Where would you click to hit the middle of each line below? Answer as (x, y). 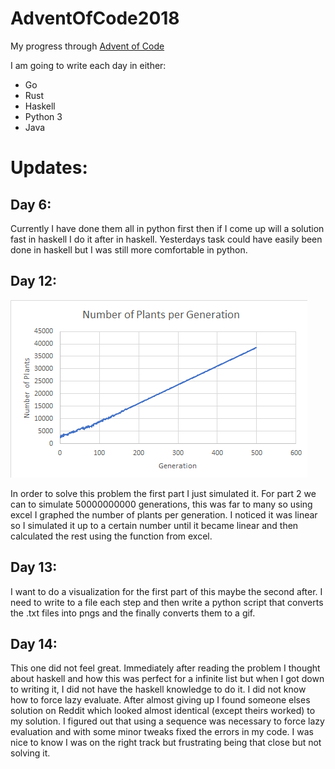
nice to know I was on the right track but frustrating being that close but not (166, 743)
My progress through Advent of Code (87, 46)
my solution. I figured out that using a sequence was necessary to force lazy (167, 721)
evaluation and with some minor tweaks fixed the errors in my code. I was (162, 732)
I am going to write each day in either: (88, 65)
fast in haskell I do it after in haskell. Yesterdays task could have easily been (166, 239)
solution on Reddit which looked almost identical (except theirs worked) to (163, 711)
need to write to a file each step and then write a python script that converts (167, 602)
